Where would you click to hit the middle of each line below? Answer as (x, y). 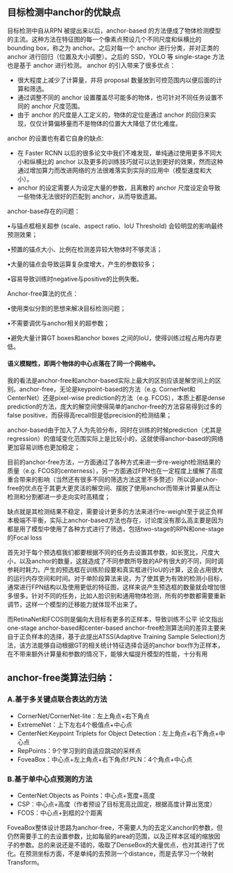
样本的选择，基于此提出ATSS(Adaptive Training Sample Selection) (125, 637)
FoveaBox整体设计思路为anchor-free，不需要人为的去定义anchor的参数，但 (115, 828)
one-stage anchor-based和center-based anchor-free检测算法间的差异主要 (113, 628)
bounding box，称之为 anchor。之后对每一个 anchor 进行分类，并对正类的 (113, 48)
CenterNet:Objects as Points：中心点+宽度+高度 (86, 795)
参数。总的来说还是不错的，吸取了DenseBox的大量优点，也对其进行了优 (122, 845)
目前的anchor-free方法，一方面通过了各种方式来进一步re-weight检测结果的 (114, 462)
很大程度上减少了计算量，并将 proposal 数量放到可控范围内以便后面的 (116, 80)
